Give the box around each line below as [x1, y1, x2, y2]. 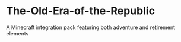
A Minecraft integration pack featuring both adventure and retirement [6, 24, 176, 31]
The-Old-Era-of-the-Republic [6, 4, 155, 18]
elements [6, 30, 29, 37]
